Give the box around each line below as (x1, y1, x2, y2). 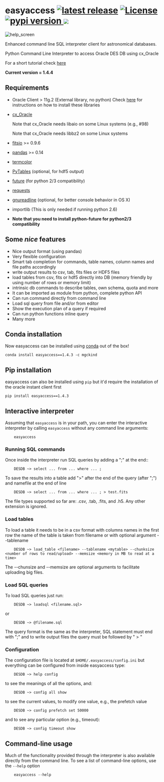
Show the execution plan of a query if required (12, 305, 106, 311)
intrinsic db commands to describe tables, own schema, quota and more (12, 285, 159, 291)
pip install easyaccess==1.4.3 (5, 393, 69, 399)
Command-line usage (5, 739, 72, 748)
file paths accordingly (12, 264, 56, 269)
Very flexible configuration (12, 253, 66, 259)
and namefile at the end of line (5, 480, 67, 486)
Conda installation (5, 330, 62, 338)
